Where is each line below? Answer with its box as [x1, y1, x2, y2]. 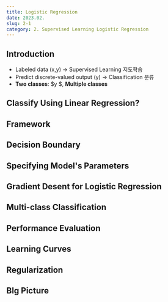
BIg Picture [6, 285, 49, 296]
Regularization [6, 265, 64, 275]
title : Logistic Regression [6, 9, 78, 15]
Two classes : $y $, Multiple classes [15, 80, 108, 88]
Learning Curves [6, 244, 71, 254]
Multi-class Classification [6, 202, 107, 213]
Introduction [6, 48, 55, 59]
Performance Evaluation [6, 223, 101, 233]
